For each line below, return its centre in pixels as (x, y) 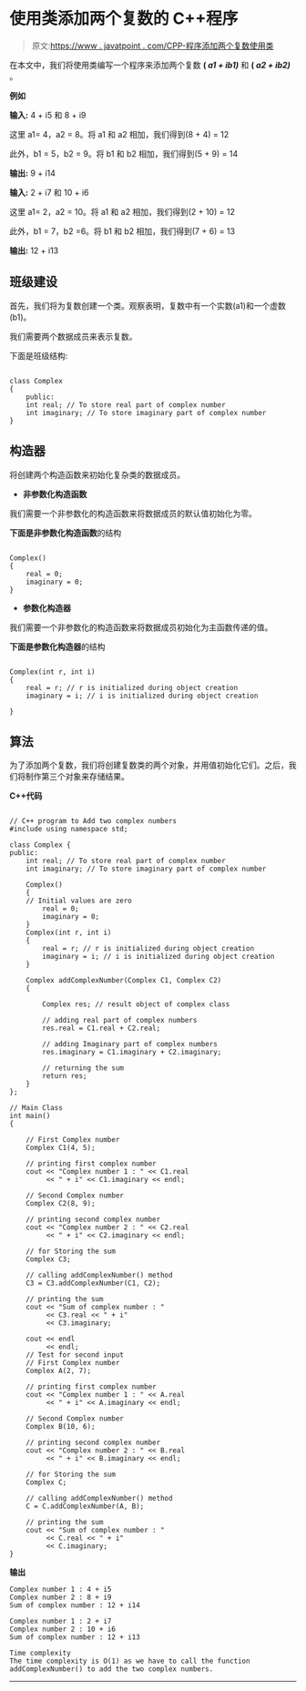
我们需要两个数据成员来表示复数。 (73, 336)
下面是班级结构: (39, 355)
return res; (65, 1076)
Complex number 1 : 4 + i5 (61, 1590)
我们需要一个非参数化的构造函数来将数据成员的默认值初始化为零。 (133, 513)
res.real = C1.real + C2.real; (102, 1029)
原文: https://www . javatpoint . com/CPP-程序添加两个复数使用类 (153, 46)
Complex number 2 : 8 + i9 (61, 1598)
